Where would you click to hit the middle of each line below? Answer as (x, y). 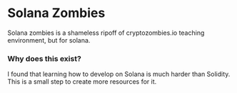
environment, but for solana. (49, 40)
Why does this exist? (45, 58)
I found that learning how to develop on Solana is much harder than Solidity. (119, 74)
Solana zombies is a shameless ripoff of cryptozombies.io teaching (106, 33)
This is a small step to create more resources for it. (82, 82)
